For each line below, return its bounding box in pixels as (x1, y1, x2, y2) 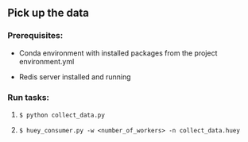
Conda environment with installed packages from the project (18, 48, 218, 58)
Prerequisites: (7, 30, 64, 41)
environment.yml (18, 56, 75, 66)
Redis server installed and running (18, 71, 132, 82)
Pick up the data (7, 6, 89, 20)
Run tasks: (7, 91, 49, 102)
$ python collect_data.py (18, 111, 105, 119)
